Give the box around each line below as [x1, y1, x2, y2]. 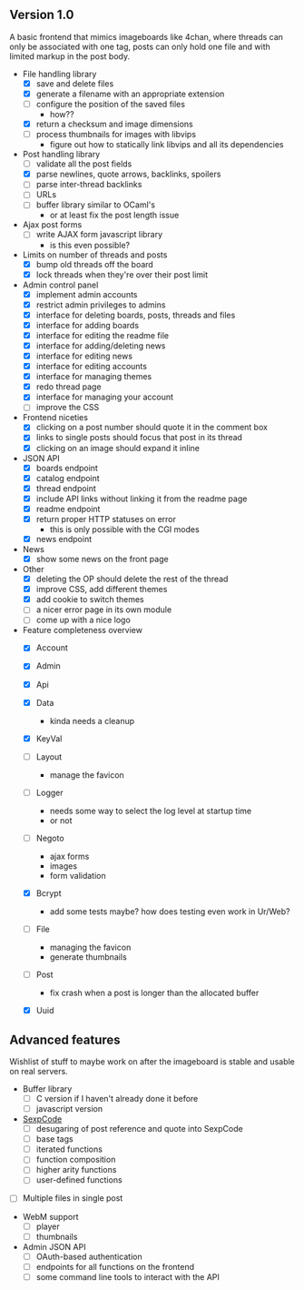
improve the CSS [35, 402, 100, 413]
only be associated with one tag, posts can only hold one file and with [9, 41, 270, 52]
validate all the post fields [35, 158, 132, 169]
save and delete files [35, 77, 114, 89]
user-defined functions [35, 1174, 123, 1185]
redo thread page [35, 381, 102, 392]
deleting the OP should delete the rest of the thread [35, 573, 229, 585]
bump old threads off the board [35, 258, 154, 269]
